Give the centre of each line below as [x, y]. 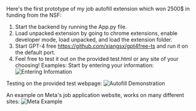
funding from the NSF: [34, 15]
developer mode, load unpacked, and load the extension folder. [94, 40]
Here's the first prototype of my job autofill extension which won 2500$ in [98, 9]
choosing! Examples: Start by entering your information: [84, 65]
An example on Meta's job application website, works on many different [95, 95]
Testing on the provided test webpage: [54, 83]
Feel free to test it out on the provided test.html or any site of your [97, 59]
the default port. [35, 52]
